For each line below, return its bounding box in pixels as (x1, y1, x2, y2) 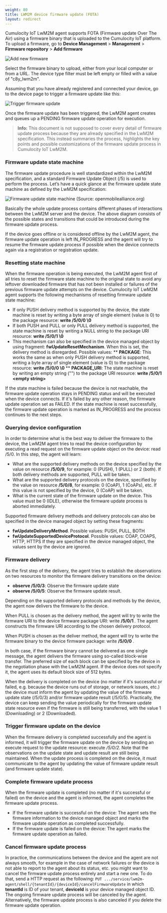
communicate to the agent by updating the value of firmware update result (5, 761, 159, 766)
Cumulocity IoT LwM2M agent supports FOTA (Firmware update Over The (5, 30, 157, 36)
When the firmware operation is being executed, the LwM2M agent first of (5, 270, 158, 277)
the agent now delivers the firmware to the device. (5, 603, 109, 609)
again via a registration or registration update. (5, 247, 99, 253)
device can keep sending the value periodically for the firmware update (5, 700, 152, 706)
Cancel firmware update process (5, 843, 86, 850)
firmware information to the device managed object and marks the (12, 815, 149, 821)
